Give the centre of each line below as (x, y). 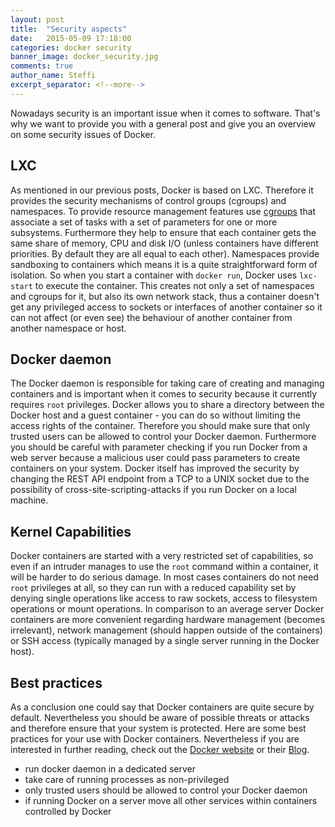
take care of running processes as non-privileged (127, 779)
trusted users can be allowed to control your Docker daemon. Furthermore (163, 437)
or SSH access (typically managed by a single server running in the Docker (165, 641)
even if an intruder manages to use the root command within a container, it (164, 567)
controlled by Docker (68, 811)
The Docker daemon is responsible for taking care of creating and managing (167, 383)
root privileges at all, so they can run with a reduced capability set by (153, 588)
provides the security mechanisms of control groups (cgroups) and (148, 200)
